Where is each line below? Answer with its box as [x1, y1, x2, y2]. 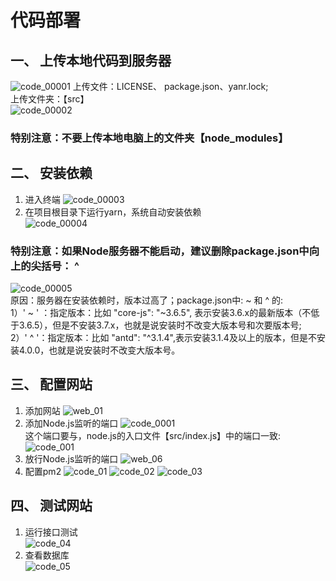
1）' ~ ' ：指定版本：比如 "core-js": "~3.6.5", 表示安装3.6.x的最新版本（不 [10, 307, 312, 319]
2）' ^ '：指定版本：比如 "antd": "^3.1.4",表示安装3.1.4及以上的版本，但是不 [10, 332, 317, 344]
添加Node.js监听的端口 [24, 417, 119, 429]
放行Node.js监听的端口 [24, 452, 119, 465]
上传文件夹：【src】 [10, 93, 90, 105]
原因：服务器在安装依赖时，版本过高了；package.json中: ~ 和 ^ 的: [10, 294, 284, 306]
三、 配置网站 [10, 376, 93, 393]
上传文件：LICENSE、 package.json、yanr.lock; [72, 81, 269, 92]
